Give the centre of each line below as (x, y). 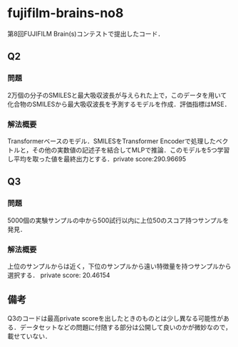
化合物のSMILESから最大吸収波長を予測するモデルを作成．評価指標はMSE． (119, 104)
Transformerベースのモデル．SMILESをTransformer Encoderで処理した (112, 141)
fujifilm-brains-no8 (66, 13)
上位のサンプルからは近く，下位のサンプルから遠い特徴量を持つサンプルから (119, 266)
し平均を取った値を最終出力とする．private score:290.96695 (97, 159)
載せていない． (29, 336)
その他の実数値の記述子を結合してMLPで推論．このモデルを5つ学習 (131, 150)
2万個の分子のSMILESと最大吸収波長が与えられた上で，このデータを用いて (117, 95)
